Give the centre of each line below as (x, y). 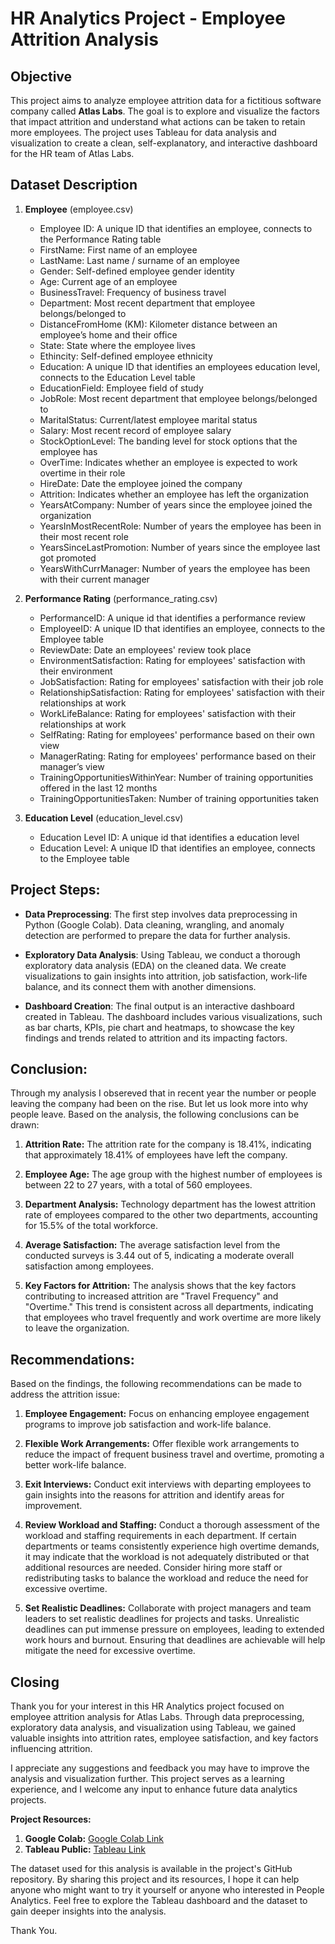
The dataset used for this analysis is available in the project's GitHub (151, 1869)
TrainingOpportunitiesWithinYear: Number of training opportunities (176, 777)
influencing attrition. (51, 1749)
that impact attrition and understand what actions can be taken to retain (158, 121)
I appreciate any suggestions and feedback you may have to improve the (160, 1768)
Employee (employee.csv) (79, 209)
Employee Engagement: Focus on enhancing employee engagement (167, 1414)
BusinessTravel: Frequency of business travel (133, 292)
